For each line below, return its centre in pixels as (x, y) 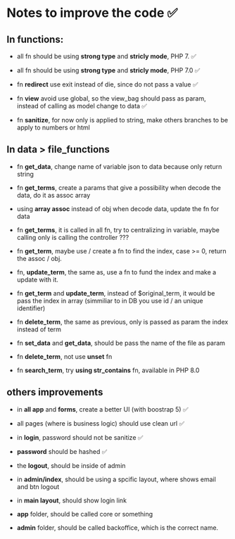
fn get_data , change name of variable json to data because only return (119, 166)
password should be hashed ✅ (62, 451)
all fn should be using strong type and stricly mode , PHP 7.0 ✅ (108, 70)
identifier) (31, 308)
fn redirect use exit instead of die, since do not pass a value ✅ (107, 84)
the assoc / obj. (39, 258)
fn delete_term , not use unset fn (64, 356)
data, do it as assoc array (53, 195)
